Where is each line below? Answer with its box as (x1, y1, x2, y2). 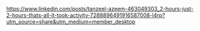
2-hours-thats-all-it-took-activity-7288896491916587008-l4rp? (6, 12, 165, 19)
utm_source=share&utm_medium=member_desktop (6, 18, 136, 25)
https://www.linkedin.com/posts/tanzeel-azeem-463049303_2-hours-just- (6, 5, 194, 12)
